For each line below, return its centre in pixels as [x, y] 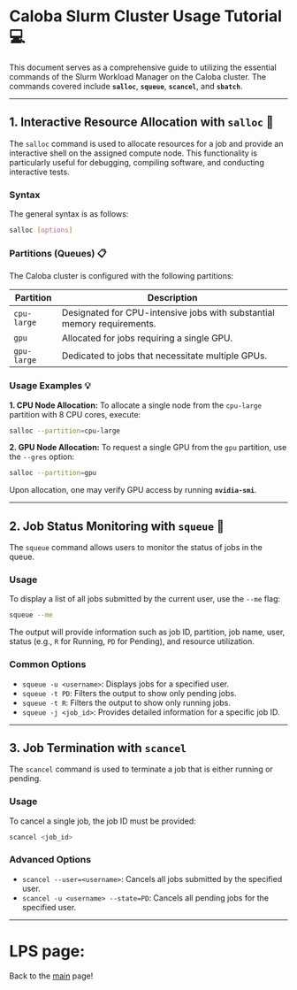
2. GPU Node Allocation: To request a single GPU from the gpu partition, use [148, 448]
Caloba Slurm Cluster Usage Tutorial [146, 16]
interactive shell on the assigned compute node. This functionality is [133, 153]
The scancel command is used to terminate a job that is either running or [141, 769]
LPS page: [47, 952]
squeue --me [31, 615]
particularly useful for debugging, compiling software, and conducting [137, 162]
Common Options [48, 664]
